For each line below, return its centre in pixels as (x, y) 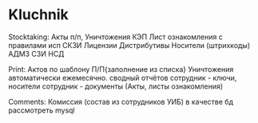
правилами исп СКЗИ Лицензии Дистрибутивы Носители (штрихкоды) (129, 45)
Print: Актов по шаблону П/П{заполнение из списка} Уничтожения (121, 69)
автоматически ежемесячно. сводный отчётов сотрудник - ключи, (123, 77)
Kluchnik (39, 15)
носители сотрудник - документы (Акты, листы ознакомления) (116, 86)
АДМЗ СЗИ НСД (36, 54)
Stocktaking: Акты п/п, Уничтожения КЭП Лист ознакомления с (116, 37)
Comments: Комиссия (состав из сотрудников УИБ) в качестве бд (121, 101)
